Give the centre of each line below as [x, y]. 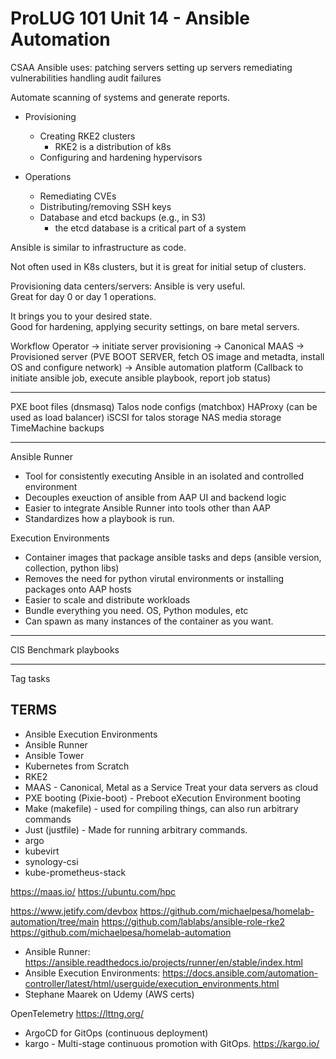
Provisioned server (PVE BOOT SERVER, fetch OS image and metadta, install [167, 356]
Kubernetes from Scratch [77, 766]
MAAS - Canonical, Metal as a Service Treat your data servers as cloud [171, 787]
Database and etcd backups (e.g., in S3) [123, 217]
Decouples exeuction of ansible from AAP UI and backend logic [155, 497]
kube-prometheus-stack [75, 872]
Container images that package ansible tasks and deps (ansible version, [173, 557]
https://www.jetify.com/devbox [74, 911]
